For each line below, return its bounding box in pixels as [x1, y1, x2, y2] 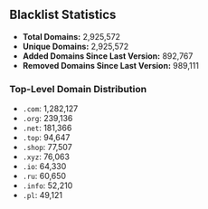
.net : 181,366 [22, 122, 72, 134]
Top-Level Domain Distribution [9, 82, 147, 95]
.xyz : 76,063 [22, 151, 71, 162]
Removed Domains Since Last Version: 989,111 [22, 60, 199, 71]
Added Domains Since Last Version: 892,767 [22, 50, 194, 62]
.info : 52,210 [22, 180, 73, 191]
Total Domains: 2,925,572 [22, 31, 120, 42]
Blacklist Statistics [9, 7, 117, 23]
